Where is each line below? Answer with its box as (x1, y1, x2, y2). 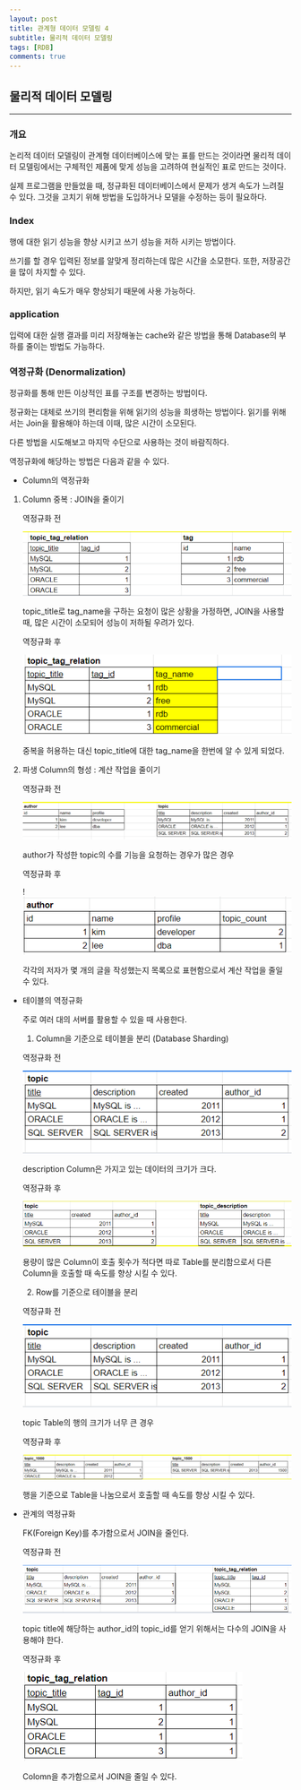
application (9, 308, 60, 321)
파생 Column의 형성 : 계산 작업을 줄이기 (21, 764, 161, 775)
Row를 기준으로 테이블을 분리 (35, 1287, 139, 1297)
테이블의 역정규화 (21, 994, 83, 1005)
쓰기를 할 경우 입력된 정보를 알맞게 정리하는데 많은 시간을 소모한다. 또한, (9, 255, 260, 266)
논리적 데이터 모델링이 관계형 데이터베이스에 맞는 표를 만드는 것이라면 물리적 (9, 151, 275, 161)
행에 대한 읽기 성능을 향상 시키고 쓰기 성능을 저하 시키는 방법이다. (9, 236, 236, 246)
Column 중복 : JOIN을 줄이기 (21, 494, 125, 505)
